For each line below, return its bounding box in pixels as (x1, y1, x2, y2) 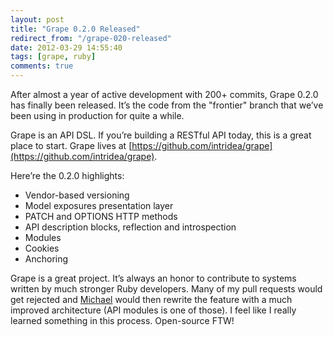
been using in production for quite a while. (10, 110, 185, 121)
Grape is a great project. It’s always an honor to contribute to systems (10, 272, 297, 284)
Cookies (24, 242, 60, 254)
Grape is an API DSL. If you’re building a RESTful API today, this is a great (10, 129, 312, 141)
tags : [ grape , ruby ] (10, 52, 97, 62)
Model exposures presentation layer (24, 200, 174, 211)
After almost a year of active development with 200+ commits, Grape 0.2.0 (10, 89, 319, 100)
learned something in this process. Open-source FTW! (10, 315, 235, 326)
